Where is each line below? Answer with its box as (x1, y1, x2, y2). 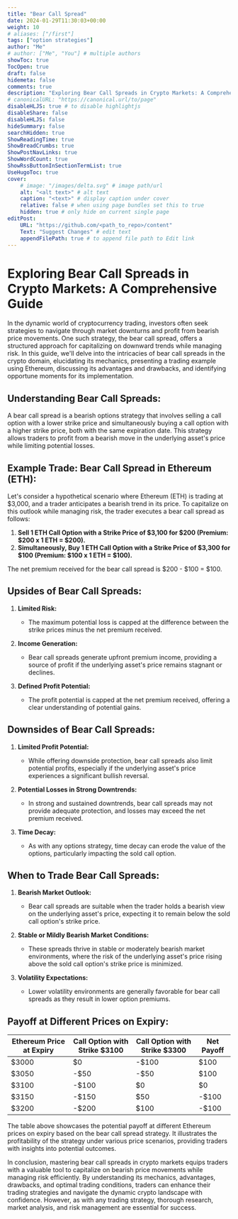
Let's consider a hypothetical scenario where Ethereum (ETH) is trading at (7, 491, 224, 501)
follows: (7, 514, 30, 523)
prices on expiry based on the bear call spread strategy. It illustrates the (7, 1130, 217, 1138)
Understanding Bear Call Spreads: (7, 392, 161, 405)
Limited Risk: (17, 604, 57, 613)
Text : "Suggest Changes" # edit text (20, 228, 132, 235)
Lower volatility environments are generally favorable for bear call (28, 988, 220, 996)
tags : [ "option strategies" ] (7, 37, 93, 44)
